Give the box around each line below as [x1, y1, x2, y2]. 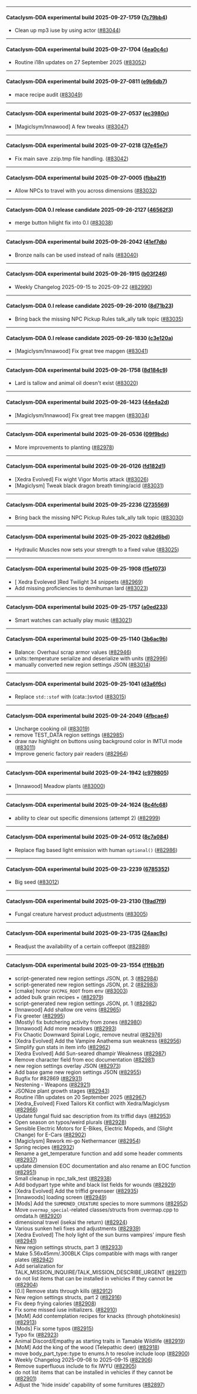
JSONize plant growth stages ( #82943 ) [14, 1087, 110, 1094]
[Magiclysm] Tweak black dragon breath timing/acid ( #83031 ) [14, 482, 164, 489]
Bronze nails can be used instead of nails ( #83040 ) [14, 251, 139, 258]
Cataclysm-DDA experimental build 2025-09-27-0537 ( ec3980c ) [6, 110, 169, 117]
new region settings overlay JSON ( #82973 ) [14, 1062, 121, 1069]
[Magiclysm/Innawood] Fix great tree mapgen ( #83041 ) [14, 348, 148, 355]
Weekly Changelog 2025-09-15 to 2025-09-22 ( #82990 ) [14, 283, 152, 290]
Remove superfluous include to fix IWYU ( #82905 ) [14, 1362, 137, 1369]
